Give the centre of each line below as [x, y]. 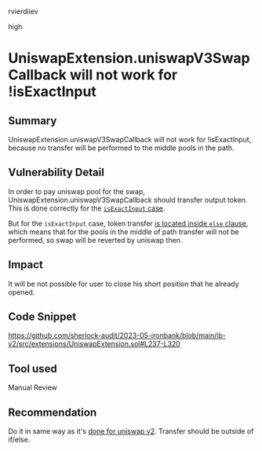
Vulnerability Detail [56, 172]
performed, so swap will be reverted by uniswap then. [95, 240]
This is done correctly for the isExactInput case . [87, 208]
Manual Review [33, 387]
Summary [33, 121]
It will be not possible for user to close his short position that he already [124, 284]
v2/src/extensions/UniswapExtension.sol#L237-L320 [94, 344]
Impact [25, 265]
